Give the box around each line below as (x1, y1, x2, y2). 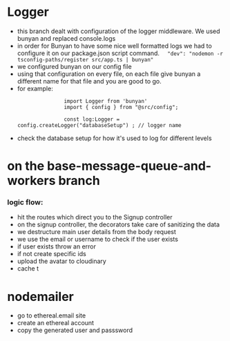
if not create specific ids (17, 250, 86, 258)
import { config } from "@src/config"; (64, 104, 179, 110)
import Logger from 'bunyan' (64, 97, 148, 104)
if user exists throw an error (17, 242, 97, 251)
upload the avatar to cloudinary (17, 257, 107, 266)
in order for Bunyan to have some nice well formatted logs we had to (17, 41, 212, 50)
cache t (17, 264, 39, 273)
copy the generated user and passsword (17, 326, 133, 335)
